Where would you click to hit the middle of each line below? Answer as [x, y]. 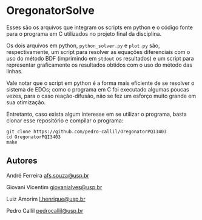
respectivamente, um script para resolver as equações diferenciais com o [98, 52]
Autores [22, 161]
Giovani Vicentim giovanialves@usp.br [54, 187]
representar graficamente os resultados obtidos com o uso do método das [99, 65]
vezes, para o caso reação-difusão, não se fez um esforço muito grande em [101, 96]
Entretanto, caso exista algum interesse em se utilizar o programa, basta [96, 114]
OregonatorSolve [51, 11]
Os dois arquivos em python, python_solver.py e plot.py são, [83, 45]
